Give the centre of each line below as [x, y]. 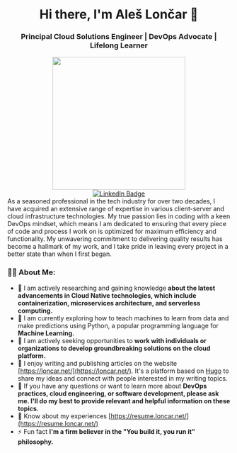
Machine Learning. [46, 333]
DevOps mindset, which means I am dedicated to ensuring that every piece [117, 224]
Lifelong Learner [119, 45]
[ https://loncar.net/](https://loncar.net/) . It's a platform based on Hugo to [123, 371]
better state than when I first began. [59, 254]
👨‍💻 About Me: [31, 272]
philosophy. [35, 442]
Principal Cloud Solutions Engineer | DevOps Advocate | [119, 37]
